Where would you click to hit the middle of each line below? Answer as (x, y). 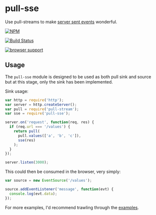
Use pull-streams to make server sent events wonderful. (61, 22)
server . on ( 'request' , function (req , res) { (50, 122)
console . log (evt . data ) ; (33, 194)
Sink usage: (17, 91)
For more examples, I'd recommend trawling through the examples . (72, 207)
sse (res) (27, 140)
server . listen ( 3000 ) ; (27, 162)
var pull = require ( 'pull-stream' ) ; (42, 109)
